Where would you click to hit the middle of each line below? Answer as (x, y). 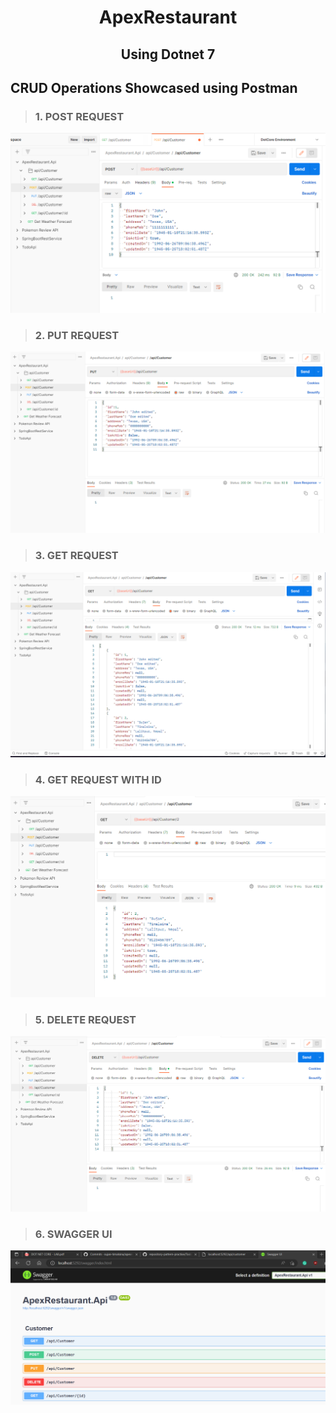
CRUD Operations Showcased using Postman (154, 87)
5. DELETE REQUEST (85, 1019)
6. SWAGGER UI (73, 1234)
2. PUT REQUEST (77, 335)
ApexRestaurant (168, 17)
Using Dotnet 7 (168, 54)
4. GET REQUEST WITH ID (98, 779)
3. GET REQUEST (76, 556)
